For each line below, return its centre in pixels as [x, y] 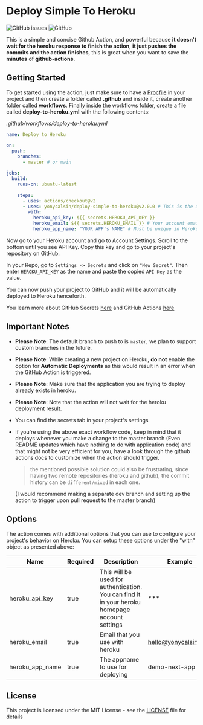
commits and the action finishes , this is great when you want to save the [98, 52]
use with [111, 642]
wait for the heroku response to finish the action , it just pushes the [92, 46]
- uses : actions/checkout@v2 [59, 201]
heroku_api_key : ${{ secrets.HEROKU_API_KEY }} [94, 218]
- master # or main [47, 162]
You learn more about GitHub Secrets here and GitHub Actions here [90, 308]
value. [14, 278]
